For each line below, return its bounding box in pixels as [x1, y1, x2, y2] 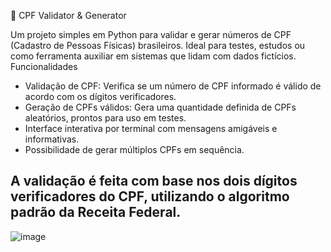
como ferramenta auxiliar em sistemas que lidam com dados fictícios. [10, 50, 297, 62]
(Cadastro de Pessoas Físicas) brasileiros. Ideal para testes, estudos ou [10, 40, 306, 51]
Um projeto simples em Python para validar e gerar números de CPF [10, 29, 292, 40]
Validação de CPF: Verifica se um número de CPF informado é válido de [24, 80, 322, 92]
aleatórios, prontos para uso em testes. [24, 112, 187, 124]
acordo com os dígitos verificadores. [24, 91, 177, 102]
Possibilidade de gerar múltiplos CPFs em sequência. [24, 144, 245, 155]
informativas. [24, 133, 80, 145]
